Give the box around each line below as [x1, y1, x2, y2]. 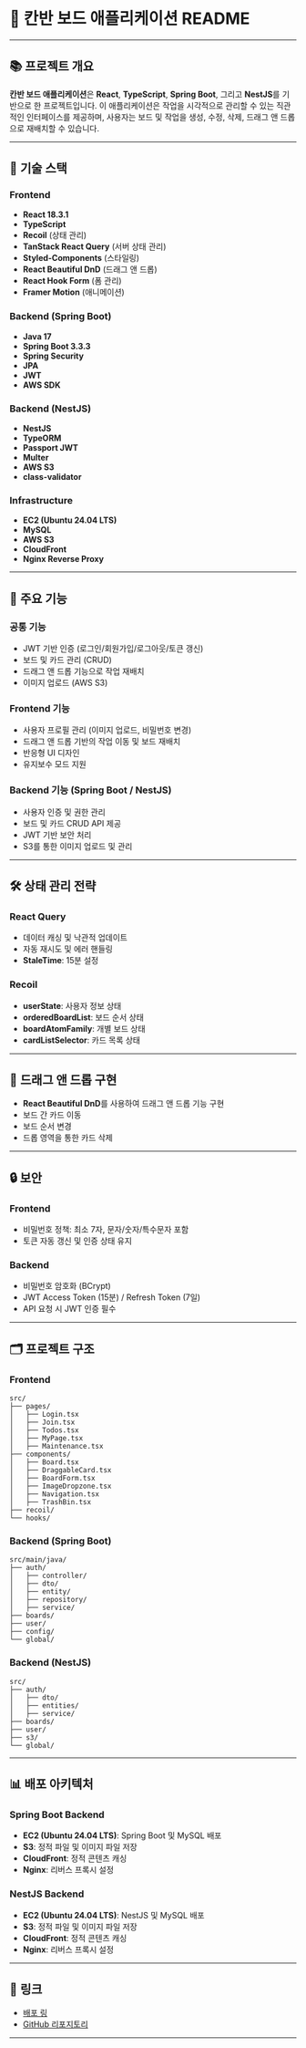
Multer [22, 452, 49, 463]
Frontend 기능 [9, 702, 70, 714]
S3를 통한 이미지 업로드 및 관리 [22, 840, 133, 851]
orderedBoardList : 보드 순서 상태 [22, 1012, 144, 1023]
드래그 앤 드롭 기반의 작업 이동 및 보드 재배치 [22, 736, 181, 747]
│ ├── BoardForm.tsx [9, 1474, 96, 1483]
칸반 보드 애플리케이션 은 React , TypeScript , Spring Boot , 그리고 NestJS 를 [9, 88, 280, 99]
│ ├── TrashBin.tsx [9, 1498, 92, 1507]
